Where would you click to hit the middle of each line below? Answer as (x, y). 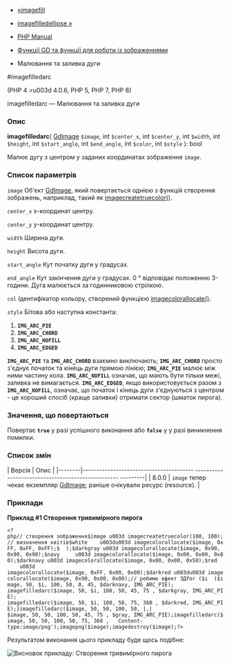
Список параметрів (42, 175)
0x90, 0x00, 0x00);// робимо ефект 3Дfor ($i (141, 579)
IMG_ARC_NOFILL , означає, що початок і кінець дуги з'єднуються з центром (115, 390)
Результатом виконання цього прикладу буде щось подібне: (96, 640)
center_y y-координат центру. (51, 224)
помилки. (21, 437)
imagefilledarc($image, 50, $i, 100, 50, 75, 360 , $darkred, (98, 603)
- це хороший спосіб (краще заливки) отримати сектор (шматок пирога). (115, 397)
